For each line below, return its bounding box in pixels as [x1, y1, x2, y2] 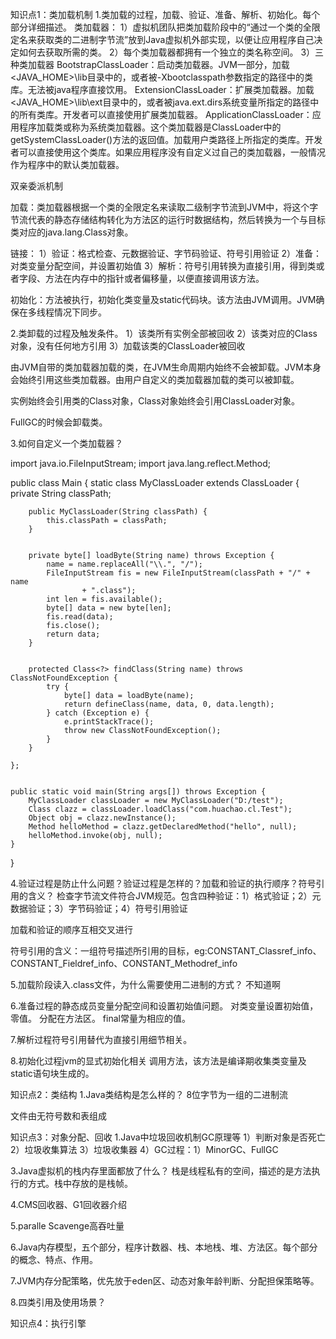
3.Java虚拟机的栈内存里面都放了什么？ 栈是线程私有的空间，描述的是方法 [10, 1165, 312, 1177]
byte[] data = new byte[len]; [46, 603, 172, 613]
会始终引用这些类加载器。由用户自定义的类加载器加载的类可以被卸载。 [10, 374, 300, 385]
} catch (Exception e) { [46, 708, 150, 718]
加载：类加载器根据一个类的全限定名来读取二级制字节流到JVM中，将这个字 [10, 201, 319, 213]
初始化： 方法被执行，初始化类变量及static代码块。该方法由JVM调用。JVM [10, 294, 317, 305]
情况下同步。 [53, 306, 107, 318]
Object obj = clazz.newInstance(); [28, 813, 177, 823]
